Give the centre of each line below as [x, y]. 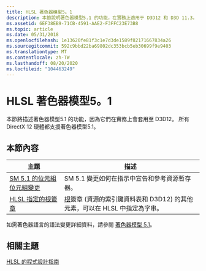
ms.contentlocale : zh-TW [38, 58]
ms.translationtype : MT [37, 52]
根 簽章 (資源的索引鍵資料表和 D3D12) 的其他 [128, 199]
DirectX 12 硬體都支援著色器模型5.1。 [53, 127]
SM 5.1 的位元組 [33, 179]
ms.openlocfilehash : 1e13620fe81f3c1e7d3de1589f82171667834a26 [89, 40]
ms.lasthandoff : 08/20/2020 [42, 63]
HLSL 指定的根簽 [33, 199]
